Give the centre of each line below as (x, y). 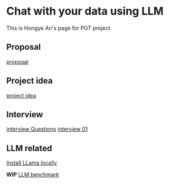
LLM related (29, 148)
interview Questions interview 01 (47, 129)
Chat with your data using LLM (85, 11)
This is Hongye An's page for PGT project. (59, 28)
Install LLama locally (32, 163)
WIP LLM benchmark (33, 175)
